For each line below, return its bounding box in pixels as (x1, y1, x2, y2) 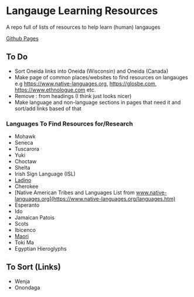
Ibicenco (14, 227, 36, 234)
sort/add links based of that (14, 104, 82, 112)
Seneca (14, 139, 33, 146)
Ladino (14, 177, 32, 184)
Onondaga (14, 283, 40, 291)
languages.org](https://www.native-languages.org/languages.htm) (14, 195, 176, 203)
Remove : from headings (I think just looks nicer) (14, 92, 132, 99)
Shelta (14, 164, 30, 171)
